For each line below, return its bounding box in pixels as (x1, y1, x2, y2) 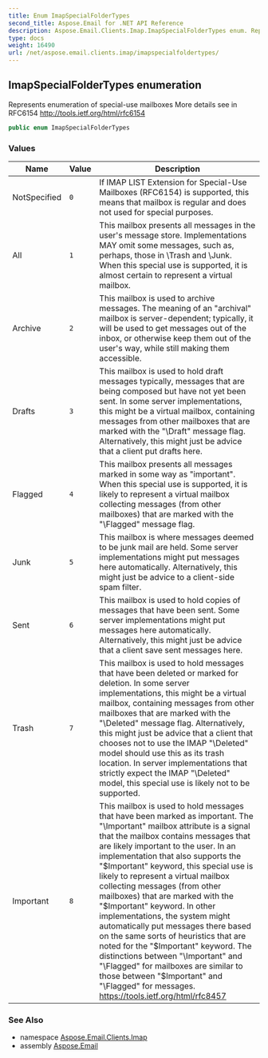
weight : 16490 (8, 42, 56, 50)
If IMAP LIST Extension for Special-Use (99, 177, 247, 188)
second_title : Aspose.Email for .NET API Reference (8, 19, 183, 27)
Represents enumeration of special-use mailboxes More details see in (8, 99, 238, 109)
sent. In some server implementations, (99, 395, 242, 406)
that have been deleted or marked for (99, 667, 239, 678)
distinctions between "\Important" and (99, 950, 243, 961)
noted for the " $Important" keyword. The (99, 940, 253, 952)
